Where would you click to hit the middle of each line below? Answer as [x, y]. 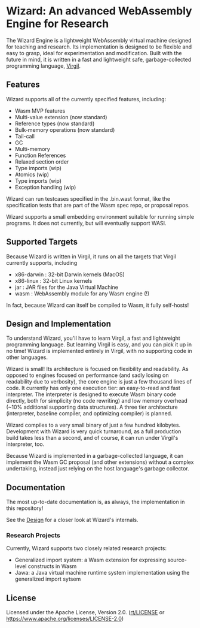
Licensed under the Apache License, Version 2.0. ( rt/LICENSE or [85, 612]
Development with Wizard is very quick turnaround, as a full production [94, 431]
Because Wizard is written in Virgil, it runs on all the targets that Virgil [91, 256]
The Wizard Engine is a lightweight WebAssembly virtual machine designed [99, 40]
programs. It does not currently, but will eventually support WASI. [86, 223]
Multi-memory [33, 149]
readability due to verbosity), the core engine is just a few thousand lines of [99, 382]
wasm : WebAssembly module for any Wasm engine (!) [82, 293]
